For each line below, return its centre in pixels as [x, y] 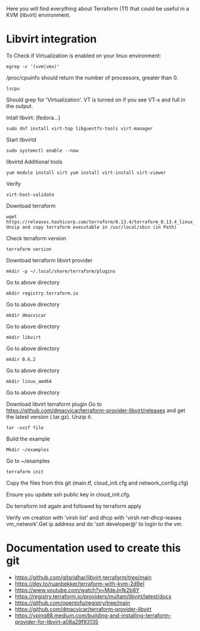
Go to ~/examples [28, 461]
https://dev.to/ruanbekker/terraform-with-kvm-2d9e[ [79, 583]
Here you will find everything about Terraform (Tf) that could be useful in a [98, 9]
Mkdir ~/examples [28, 450]
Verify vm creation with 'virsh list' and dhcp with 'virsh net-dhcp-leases [94, 517]
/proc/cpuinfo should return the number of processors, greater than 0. [92, 78]
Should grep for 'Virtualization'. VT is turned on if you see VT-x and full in [96, 99]
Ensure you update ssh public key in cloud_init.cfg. [68, 494]
